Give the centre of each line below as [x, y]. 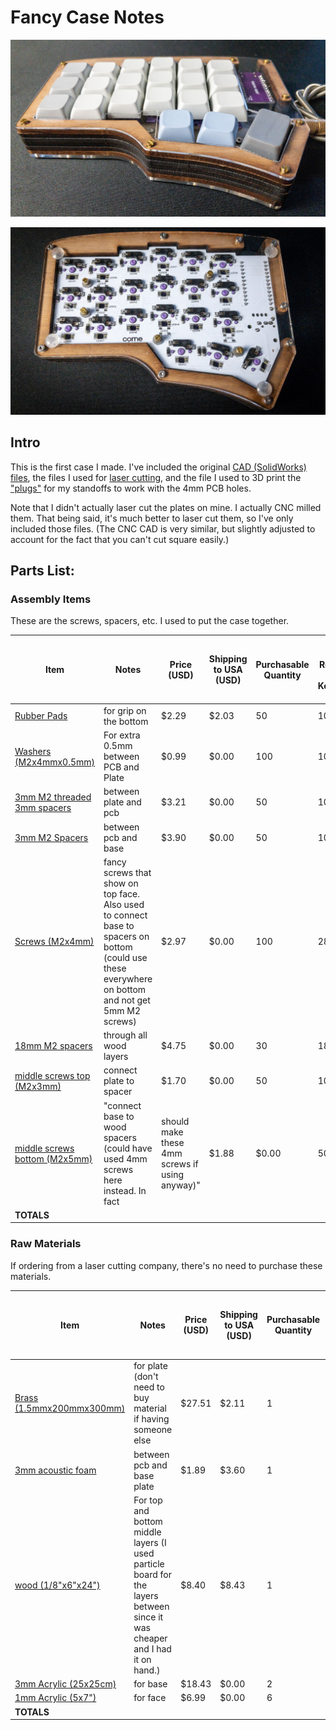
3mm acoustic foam [55, 1470]
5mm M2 [122, 1010]
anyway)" [181, 1185]
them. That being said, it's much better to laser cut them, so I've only [152, 518]
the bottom [126, 721]
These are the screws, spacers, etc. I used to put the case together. [150, 621]
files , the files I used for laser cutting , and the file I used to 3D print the [156, 477]
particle [149, 1563]
